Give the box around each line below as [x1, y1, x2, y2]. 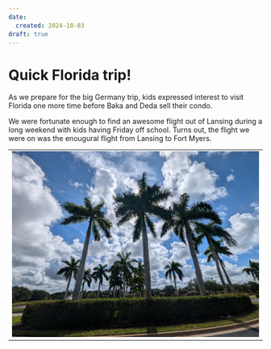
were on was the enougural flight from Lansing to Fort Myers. [8, 134, 212, 143]
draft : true [8, 30, 48, 38]
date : [8, 13, 27, 21]
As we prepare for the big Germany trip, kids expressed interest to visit [8, 93, 244, 102]
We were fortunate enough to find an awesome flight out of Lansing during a [8, 117, 263, 127]
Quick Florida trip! [8, 65, 131, 84]
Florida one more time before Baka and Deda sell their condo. [8, 101, 213, 110]
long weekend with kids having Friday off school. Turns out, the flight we [8, 125, 250, 135]
